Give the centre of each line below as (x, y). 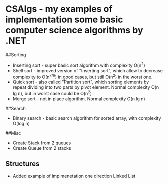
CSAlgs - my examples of (59, 9)
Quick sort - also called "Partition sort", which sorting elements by (81, 82)
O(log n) (21, 123)
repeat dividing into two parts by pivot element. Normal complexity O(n (86, 87)
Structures (22, 164)
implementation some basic (64, 20)
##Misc (13, 133)
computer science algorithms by (74, 30)
